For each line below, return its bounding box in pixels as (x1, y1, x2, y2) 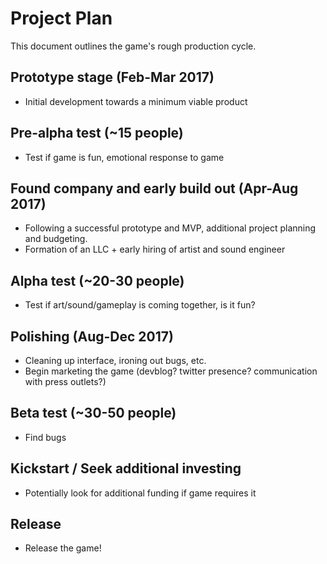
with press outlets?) (24, 376, 107, 387)
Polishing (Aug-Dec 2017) (10, 328, 174, 345)
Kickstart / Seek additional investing (10, 460, 242, 477)
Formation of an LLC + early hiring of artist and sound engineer (24, 243, 286, 256)
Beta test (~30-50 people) (10, 405, 177, 422)
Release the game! (24, 542, 102, 554)
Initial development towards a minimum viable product (24, 95, 248, 107)
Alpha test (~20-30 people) (10, 272, 185, 289)
